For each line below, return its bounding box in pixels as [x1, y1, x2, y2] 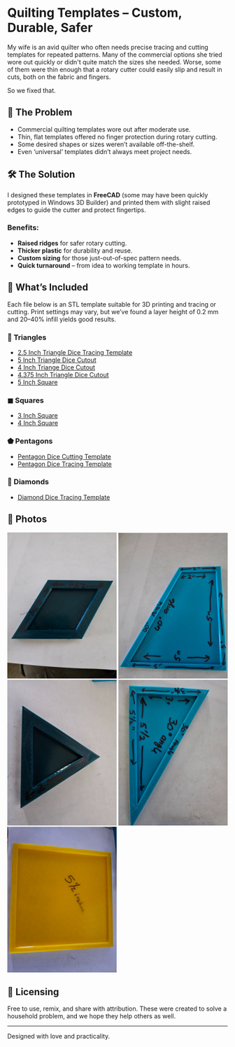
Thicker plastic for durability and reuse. [17, 246, 133, 255]
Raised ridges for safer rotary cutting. [17, 239, 127, 247]
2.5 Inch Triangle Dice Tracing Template [17, 348, 133, 356]
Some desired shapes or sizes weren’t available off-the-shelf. [17, 140, 195, 148]
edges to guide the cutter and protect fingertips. [7, 205, 146, 214]
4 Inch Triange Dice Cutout [17, 363, 96, 372]
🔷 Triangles [7, 332, 47, 342]
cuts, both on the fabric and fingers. [7, 72, 111, 81]
